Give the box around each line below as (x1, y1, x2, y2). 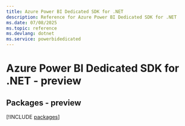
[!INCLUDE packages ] (6, 114, 60, 120)
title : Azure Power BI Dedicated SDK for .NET (6, 8, 124, 15)
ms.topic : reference (6, 25, 58, 31)
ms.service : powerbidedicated (6, 36, 81, 42)
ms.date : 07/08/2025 (6, 20, 58, 25)
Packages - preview (6, 98, 81, 108)
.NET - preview (6, 75, 81, 88)
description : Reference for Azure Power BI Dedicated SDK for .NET (6, 14, 177, 20)
